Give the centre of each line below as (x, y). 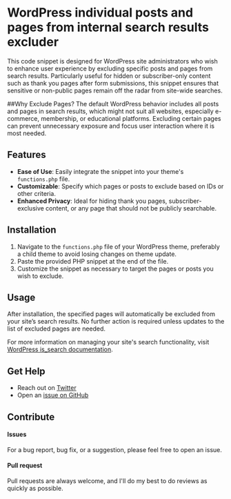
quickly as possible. (35, 488)
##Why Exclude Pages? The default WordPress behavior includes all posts (113, 104)
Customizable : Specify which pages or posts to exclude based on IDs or (120, 186)
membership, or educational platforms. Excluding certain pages (131, 118)
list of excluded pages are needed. (56, 329)
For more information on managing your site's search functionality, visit (108, 342)
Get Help (27, 371)
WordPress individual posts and (100, 13)
